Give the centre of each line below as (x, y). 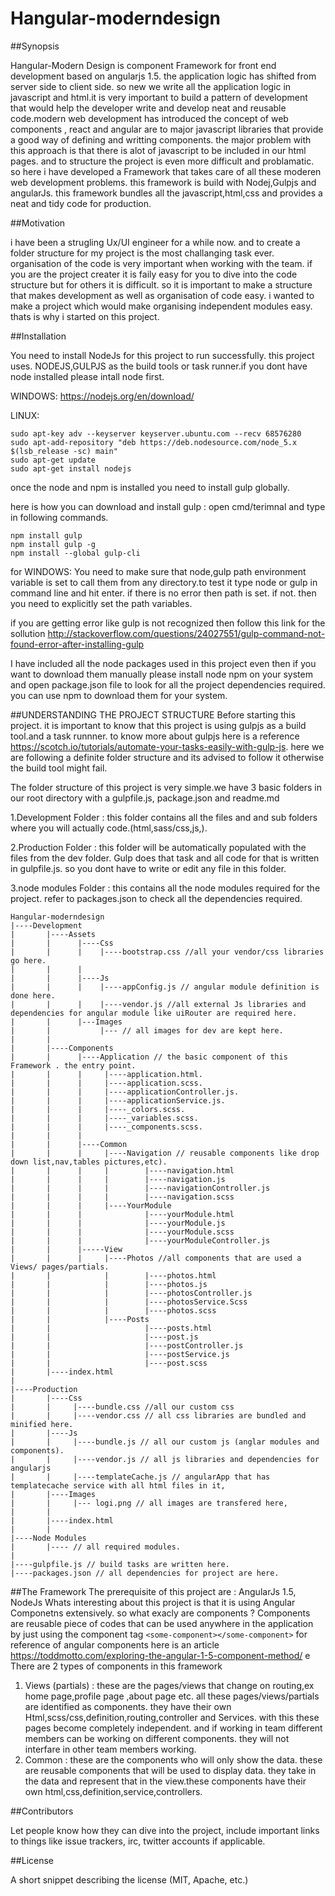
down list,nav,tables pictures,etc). (89, 1162)
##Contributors (42, 1811)
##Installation (38, 336)
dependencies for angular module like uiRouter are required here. (154, 1013)
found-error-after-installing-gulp (77, 644)
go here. (28, 960)
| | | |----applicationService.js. (118, 1100)
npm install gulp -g (53, 544)
